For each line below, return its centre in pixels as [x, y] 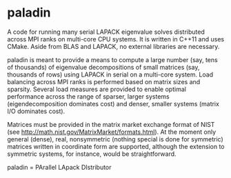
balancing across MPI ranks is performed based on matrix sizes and [104, 81]
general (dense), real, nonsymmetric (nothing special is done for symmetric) [115, 139]
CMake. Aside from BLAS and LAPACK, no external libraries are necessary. [113, 46]
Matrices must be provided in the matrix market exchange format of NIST [111, 124]
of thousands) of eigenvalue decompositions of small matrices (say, [103, 67]
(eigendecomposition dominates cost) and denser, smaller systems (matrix [113, 103]
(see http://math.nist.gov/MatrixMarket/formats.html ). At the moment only [112, 132]
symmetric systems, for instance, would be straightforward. [92, 154]
